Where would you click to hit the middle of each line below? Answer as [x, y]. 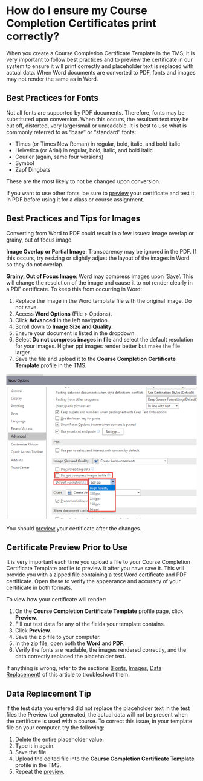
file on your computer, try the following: [55, 728]
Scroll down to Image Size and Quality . [64, 326]
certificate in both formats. [39, 588]
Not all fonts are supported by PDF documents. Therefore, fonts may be [95, 112]
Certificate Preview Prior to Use [67, 548]
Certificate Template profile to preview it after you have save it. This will [95, 569]
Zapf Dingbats [33, 169]
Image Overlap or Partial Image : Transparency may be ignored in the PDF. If [101, 251]
